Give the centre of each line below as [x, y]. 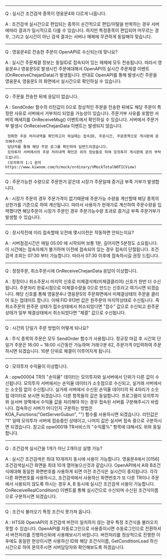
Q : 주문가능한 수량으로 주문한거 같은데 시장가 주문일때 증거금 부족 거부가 [76, 182]
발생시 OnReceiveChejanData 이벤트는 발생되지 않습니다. [66, 126]
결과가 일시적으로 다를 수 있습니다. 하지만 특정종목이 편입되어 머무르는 [86, 30]
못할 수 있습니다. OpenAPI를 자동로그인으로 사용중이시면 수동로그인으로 [75, 529]
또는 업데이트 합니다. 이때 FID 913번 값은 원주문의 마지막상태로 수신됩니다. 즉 [85, 300]
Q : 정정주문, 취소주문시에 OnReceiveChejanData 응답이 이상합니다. [72, 271]
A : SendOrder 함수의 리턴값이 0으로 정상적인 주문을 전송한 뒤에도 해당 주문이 [81, 107]
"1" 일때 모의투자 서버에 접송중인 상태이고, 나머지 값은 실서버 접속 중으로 [75, 420]
